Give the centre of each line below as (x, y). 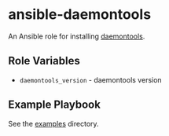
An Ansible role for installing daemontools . (77, 36)
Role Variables (44, 61)
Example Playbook (54, 105)
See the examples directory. (54, 123)
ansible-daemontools (80, 15)
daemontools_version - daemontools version (91, 79)
